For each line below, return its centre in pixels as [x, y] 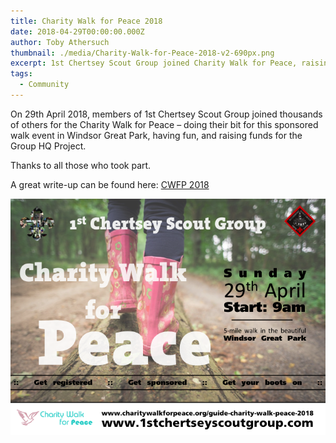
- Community [44, 85]
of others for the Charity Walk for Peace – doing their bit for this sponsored [164, 124]
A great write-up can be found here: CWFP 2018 [110, 184]
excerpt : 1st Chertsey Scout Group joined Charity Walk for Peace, [154, 63]
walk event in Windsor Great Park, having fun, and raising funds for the [156, 135]
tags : [21, 74]
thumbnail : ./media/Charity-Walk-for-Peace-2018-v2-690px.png [142, 53]
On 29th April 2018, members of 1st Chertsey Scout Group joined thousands [166, 114]
